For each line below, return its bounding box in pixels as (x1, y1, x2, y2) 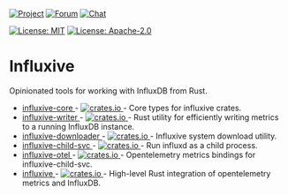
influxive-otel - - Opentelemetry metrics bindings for (21, 149, 256, 160)
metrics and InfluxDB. (21, 177, 102, 188)
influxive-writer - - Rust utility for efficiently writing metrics (21, 111, 279, 123)
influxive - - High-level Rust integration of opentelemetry (21, 168, 271, 178)
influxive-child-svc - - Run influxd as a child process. (21, 139, 258, 150)
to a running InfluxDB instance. (21, 121, 135, 131)
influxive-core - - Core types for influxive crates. (21, 102, 242, 113)
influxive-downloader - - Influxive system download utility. (21, 131, 277, 141)
